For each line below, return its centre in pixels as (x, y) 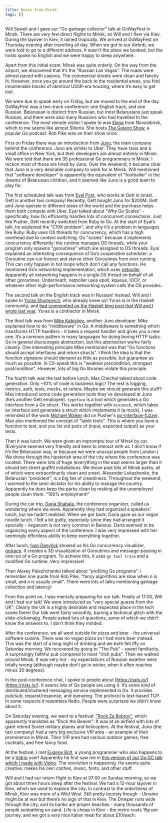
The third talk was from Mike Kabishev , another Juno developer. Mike (77, 320)
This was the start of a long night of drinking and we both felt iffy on (75, 643)
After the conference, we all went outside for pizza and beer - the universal (82, 632)
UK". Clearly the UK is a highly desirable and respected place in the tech (79, 607)
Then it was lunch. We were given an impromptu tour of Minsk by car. (77, 441)
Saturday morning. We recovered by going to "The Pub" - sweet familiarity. (82, 648)
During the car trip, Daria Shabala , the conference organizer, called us (77, 503)
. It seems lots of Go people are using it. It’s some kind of (97, 685)
